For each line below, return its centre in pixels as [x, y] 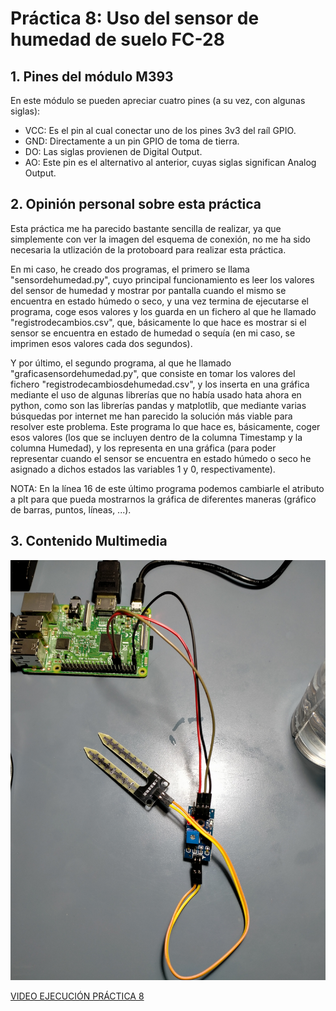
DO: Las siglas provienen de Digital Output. [113, 151]
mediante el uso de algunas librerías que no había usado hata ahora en [156, 394]
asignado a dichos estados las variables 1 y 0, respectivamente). [143, 469]
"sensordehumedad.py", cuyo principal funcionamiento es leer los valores [162, 279]
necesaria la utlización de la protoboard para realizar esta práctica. [148, 249]
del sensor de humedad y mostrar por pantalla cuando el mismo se [148, 290]
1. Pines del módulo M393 [92, 76]
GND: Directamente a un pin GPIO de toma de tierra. [132, 141]
